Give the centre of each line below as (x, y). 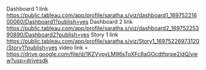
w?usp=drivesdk (27, 61)
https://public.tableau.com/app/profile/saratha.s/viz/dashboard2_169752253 (103, 28)
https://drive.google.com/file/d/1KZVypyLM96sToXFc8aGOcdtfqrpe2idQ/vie (102, 54)
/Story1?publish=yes (32, 47)
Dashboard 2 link (111, 22)
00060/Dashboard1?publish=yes (48, 22)
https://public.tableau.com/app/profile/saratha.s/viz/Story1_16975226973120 (103, 41)
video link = (74, 47)
